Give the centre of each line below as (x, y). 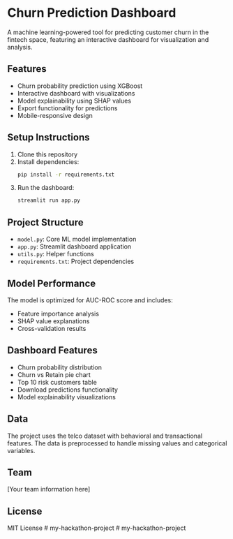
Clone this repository (47, 154)
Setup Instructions (48, 138)
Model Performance (52, 283)
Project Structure (45, 222)
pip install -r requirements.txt (66, 175)
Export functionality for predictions (67, 108)
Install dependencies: (48, 161)
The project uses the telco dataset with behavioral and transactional (105, 436)
